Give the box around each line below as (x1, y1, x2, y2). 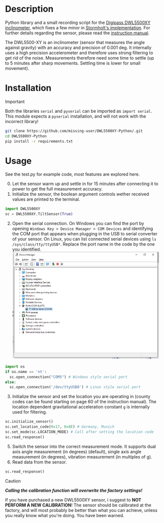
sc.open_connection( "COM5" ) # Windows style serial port (9, 375, 128, 379)
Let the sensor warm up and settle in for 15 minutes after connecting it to (12, 181, 159, 187)
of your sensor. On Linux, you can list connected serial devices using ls (12, 236, 157, 242)
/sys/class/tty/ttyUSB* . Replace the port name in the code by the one (12, 241, 155, 247)
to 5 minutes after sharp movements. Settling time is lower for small (5, 60, 141, 66)
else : (5, 379, 16, 384)
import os (5, 364, 25, 369)
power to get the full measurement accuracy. (12, 186, 103, 192)
